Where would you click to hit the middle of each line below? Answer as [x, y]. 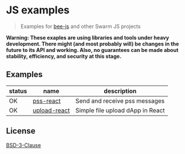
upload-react [51, 110]
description [120, 91]
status [18, 91]
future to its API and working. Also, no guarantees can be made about [92, 50]
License [21, 131]
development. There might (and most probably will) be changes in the [93, 44]
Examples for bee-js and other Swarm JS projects [80, 26]
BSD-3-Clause [23, 145]
